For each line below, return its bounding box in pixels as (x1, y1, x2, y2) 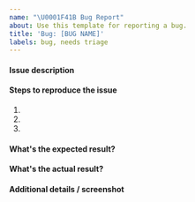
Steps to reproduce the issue (9, 85, 117, 95)
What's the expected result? (9, 143, 116, 154)
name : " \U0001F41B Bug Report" (9, 12, 124, 22)
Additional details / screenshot (9, 183, 125, 194)
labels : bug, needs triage (9, 37, 109, 47)
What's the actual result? (9, 164, 104, 175)
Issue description (9, 64, 75, 75)
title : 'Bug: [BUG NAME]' (9, 29, 104, 38)
